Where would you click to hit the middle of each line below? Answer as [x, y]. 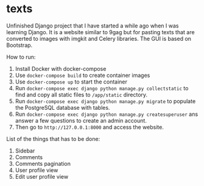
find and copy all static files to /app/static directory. [81, 95]
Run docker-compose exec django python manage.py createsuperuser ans [107, 114]
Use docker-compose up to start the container [71, 82]
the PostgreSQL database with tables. [62, 107]
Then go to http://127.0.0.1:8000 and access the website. [90, 127]
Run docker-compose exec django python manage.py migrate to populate [105, 101]
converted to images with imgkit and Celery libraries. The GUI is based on [99, 38]
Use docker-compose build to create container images [83, 75]
